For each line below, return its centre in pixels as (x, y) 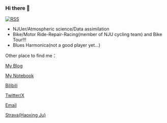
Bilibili (11, 85)
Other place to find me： (31, 56)
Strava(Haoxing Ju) (25, 115)
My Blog (14, 66)
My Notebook (20, 76)
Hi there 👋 (18, 8)
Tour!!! (19, 40)
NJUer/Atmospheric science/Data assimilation (61, 29)
